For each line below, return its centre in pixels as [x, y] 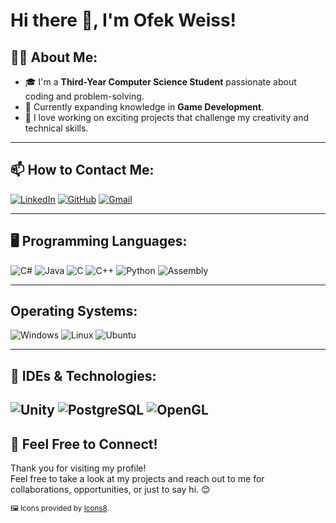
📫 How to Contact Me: [82, 170]
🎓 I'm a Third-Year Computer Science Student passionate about [160, 82]
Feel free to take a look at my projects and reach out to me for [137, 479]
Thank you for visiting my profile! [78, 468]
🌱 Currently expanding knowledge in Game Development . [144, 107]
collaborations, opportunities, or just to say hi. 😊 [110, 490]
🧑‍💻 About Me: [54, 57]
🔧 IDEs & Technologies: [83, 375]
